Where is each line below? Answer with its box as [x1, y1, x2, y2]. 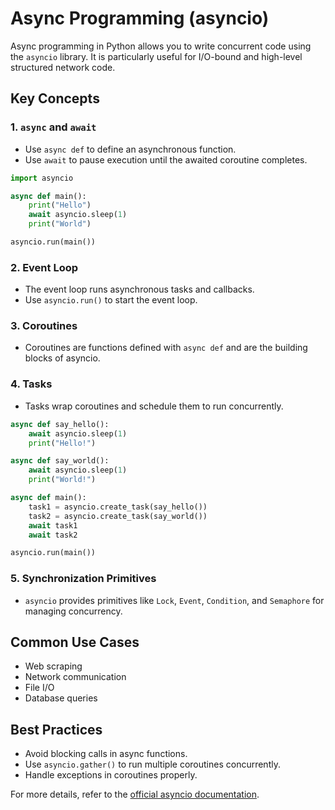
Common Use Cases [10, 633, 140, 651]
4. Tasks [10, 377, 53, 391]
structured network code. [10, 61, 116, 73]
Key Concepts [10, 90, 100, 107]
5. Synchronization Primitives [10, 572, 157, 586]
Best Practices [10, 721, 103, 738]
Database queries [24, 692, 98, 704]
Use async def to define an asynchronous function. [24, 143, 237, 155]
